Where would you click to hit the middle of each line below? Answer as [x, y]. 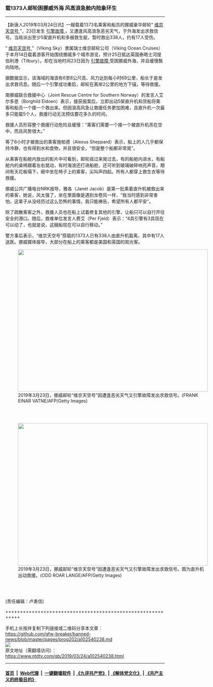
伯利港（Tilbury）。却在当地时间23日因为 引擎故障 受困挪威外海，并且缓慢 [82, 61]
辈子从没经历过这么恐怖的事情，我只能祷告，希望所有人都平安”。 [86, 202]
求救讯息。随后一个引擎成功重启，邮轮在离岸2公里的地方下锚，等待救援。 [86, 84]
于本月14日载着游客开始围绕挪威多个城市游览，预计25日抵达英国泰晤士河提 [83, 55]
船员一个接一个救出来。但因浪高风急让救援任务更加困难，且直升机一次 [87, 108]
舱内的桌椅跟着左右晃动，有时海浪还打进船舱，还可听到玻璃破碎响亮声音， [83, 165]
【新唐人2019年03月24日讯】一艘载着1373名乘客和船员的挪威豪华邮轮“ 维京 [84, 25]
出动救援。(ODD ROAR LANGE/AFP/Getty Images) [70, 576]
